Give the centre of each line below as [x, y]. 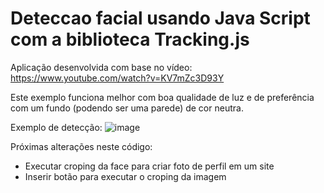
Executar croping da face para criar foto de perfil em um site [149, 166]
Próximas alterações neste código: [81, 146]
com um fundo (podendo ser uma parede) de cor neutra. [127, 108]
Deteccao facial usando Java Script [160, 18]
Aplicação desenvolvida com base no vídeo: [101, 67]
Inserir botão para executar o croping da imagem [125, 176]
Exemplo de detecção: [56, 127]
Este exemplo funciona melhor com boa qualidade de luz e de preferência [162, 97]
